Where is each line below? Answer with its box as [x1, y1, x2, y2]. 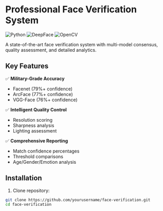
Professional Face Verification [5, 4, 137, 15]
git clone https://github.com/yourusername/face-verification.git [5, 197, 151, 202]
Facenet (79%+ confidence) [12, 86, 73, 92]
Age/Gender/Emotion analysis [12, 159, 76, 165]
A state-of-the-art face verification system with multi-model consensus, [5, 41, 158, 47]
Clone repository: [12, 187, 50, 194]
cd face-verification [5, 202, 52, 207]
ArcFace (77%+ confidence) [12, 91, 73, 97]
